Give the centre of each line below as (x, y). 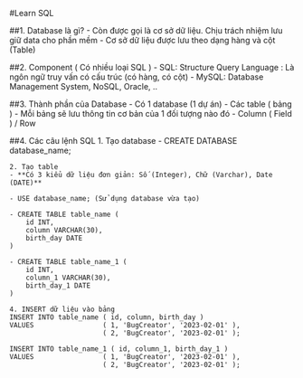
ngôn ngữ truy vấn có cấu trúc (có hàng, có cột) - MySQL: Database (137, 77)
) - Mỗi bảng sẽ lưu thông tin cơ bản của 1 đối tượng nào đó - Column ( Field (151, 113)
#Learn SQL (32, 13)
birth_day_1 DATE (58, 286)
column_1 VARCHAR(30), (68, 278)
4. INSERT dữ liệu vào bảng (62, 309)
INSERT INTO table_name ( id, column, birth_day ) (107, 317)
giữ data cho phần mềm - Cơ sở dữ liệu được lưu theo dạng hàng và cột (142, 40)
